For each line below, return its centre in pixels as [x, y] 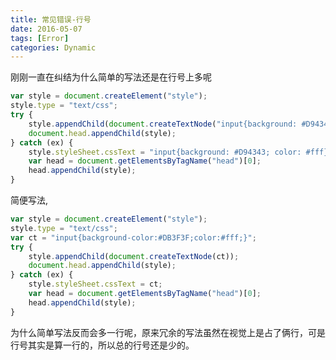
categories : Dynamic [53, 47]
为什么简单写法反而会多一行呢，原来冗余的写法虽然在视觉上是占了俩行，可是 [168, 332]
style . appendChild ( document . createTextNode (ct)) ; [134, 256]
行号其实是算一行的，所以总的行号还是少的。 [102, 345]
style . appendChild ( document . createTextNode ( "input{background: [163, 124]
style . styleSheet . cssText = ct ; [95, 284]
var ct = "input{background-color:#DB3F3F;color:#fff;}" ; [133, 237]
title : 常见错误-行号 [51, 19]
